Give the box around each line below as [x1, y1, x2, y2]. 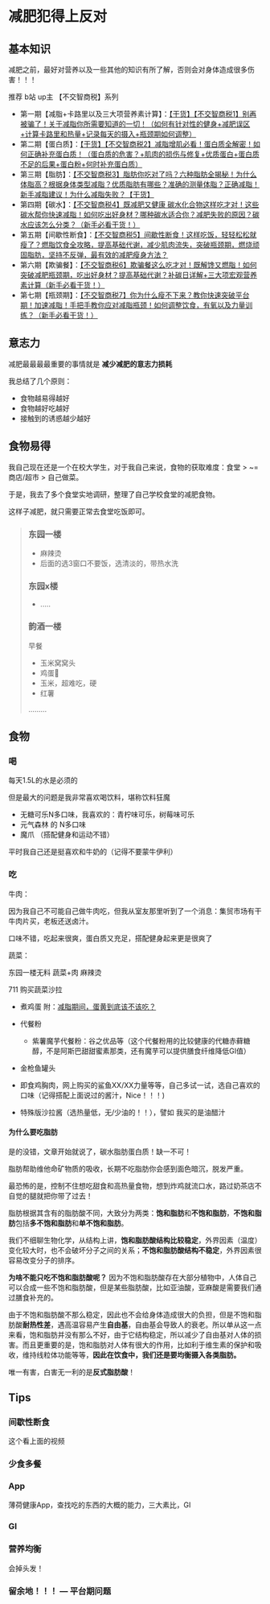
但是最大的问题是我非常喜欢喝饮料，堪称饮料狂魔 [8, 792, 170, 802]
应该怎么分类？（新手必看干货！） [27, 220, 141, 229]
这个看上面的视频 [8, 1437, 65, 1446]
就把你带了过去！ [35, 1191, 93, 1201]
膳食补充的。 [14, 1292, 58, 1302]
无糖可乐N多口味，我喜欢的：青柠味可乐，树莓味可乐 [19, 810, 195, 820]
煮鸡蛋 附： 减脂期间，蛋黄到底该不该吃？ [19, 1002, 157, 1011]
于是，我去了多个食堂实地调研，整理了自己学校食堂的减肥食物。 [8, 489, 219, 499]
